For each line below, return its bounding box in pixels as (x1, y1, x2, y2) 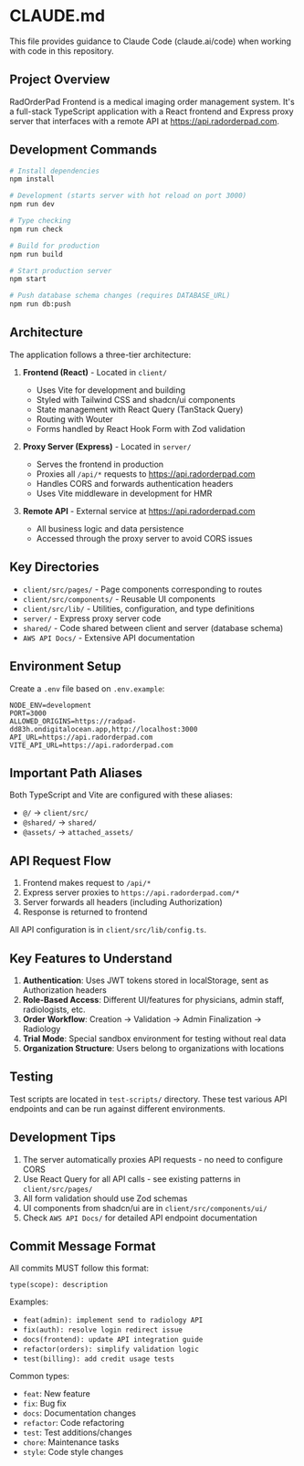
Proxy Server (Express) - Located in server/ (22, 440, 192, 452)
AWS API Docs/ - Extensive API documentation (22, 632, 195, 643)
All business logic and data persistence (36, 522, 184, 534)
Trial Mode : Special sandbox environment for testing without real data (22, 1033, 287, 1044)
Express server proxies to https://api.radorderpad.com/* (22, 887, 240, 898)
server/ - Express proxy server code (22, 613, 162, 624)
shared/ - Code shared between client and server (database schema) (22, 622, 284, 633)
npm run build (9, 249, 64, 258)
